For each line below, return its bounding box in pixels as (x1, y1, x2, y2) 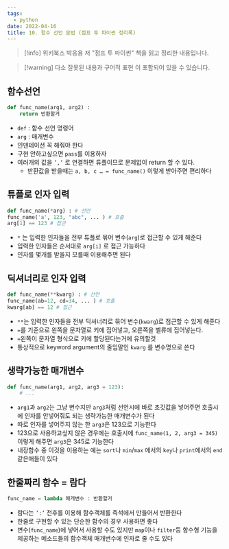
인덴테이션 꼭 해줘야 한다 (16, 141, 84, 149)
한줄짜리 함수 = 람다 (7, 476, 86, 488)
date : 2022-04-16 (7, 23, 57, 30)
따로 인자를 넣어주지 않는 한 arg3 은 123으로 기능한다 (16, 420, 156, 429)
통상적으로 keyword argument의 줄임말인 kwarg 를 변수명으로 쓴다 (16, 342, 195, 351)
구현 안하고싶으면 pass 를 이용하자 (16, 149, 107, 158)
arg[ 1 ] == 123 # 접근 (7, 220, 67, 227)
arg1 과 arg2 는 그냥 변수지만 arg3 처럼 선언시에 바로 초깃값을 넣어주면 (16, 403, 201, 412)
